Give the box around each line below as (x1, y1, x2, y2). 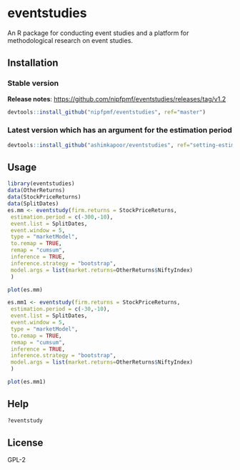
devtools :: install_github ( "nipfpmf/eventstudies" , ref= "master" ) (7, 109, 206, 116)
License (7, 437, 44, 449)
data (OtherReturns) (7, 187, 66, 194)
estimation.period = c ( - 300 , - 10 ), (10, 213, 114, 221)
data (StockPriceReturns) (7, 194, 81, 201)
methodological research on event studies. (7, 36, 134, 44)
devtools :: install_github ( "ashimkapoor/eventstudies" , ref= (7, 141, 191, 149)
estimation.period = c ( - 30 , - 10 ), (10, 306, 111, 313)
